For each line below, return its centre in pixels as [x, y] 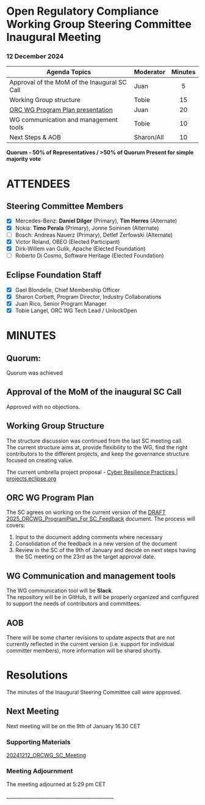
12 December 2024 [35, 56]
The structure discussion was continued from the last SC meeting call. [95, 441]
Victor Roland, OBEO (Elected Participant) [67, 241]
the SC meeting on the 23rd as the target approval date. [85, 557]
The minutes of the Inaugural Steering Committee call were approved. [94, 692]
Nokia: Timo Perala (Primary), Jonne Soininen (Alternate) [87, 228]
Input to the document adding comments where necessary [89, 537]
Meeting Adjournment [40, 771]
